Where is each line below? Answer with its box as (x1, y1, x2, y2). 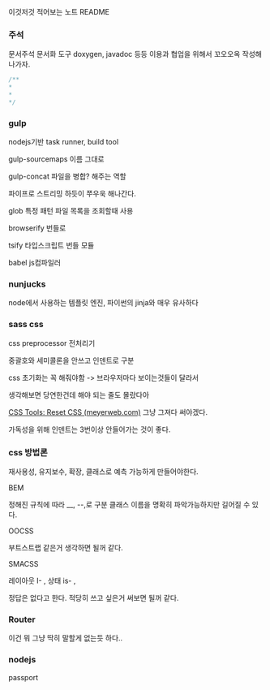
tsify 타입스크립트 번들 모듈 (8, 240, 95, 250)
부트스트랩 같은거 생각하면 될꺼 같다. (8, 542, 123, 552)
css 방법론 (8, 446, 48, 458)
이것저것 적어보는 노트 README (8, 7, 109, 16)
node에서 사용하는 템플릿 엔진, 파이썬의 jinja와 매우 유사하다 (8, 298, 199, 308)
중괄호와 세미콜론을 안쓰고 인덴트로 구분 (8, 356, 135, 365)
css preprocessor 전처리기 (8, 338, 96, 347)
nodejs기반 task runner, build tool (8, 137, 119, 147)
